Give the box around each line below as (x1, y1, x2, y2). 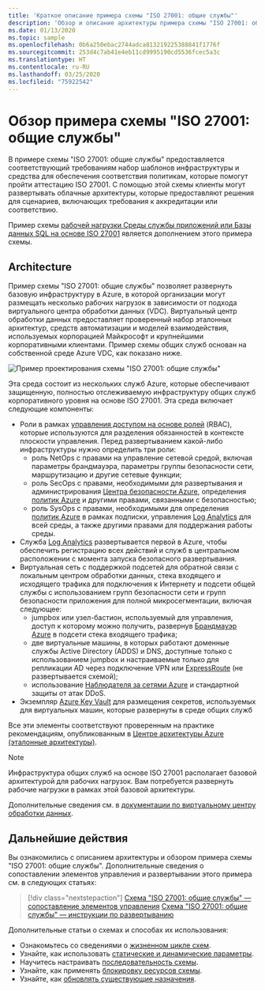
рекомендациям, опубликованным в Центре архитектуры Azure (8, 729, 225, 739)
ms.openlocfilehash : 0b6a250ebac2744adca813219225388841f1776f (8, 41, 221, 49)
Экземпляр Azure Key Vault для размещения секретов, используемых (19, 697, 256, 706)
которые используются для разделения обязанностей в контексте (19, 428, 244, 437)
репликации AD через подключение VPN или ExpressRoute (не (31, 664, 243, 673)
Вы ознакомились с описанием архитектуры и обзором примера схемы (8, 853, 252, 862)
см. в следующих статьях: (8, 878, 97, 887)
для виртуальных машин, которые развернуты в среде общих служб (19, 705, 253, 715)
